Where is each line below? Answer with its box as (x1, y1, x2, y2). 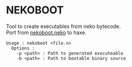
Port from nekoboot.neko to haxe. (6, 29, 87, 36)
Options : (11, 45, 35, 51)
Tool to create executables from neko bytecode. (6, 23, 121, 30)
